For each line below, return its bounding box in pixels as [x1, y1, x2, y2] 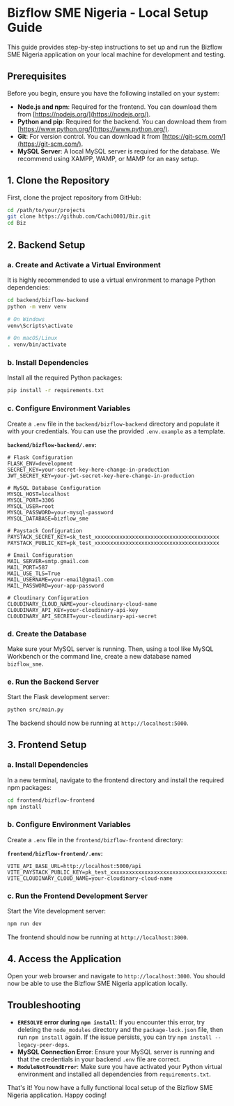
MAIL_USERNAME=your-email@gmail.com [7, 576, 114, 583]
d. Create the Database [7, 629, 87, 638]
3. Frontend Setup [7, 739, 87, 751]
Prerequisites [7, 70, 67, 82]
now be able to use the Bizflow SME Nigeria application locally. [7, 979, 188, 987]
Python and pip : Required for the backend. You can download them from [17, 117, 227, 126]
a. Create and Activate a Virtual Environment [7, 260, 162, 269]
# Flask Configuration [7, 454, 73, 461]
